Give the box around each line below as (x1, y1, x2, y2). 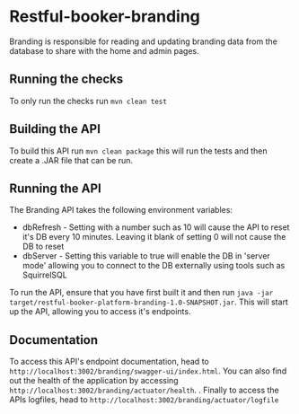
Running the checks (9, 72, 124, 87)
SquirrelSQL (22, 269, 67, 280)
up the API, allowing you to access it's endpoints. (9, 306, 191, 317)
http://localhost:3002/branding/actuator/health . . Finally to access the (9, 384, 280, 396)
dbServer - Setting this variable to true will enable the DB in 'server (22, 251, 271, 261)
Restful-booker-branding (9, 6, 200, 27)
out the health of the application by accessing (9, 375, 179, 386)
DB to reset (22, 241, 65, 252)
